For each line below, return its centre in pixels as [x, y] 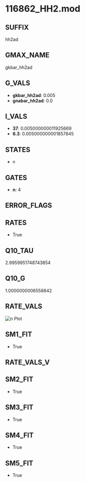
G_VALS [18, 83]
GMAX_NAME [27, 55]
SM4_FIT [19, 435]
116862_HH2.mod [43, 9]
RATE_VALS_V [27, 362]
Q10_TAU [19, 250]
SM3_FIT [19, 407]
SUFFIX [17, 27]
